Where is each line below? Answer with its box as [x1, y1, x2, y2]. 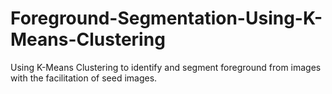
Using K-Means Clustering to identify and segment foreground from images [10, 61, 322, 73]
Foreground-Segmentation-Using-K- [10, 7, 323, 30]
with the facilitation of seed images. [10, 72, 158, 84]
